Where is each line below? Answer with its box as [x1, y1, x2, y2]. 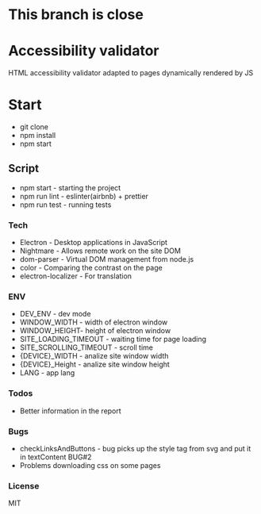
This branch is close [8, 6, 144, 24]
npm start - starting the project [19, 182, 121, 192]
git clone [19, 122, 49, 132]
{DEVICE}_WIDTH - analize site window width [19, 351, 169, 361]
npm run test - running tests [19, 200, 112, 209]
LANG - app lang [19, 368, 75, 378]
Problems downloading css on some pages [19, 461, 161, 470]
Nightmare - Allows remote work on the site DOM [19, 246, 181, 255]
